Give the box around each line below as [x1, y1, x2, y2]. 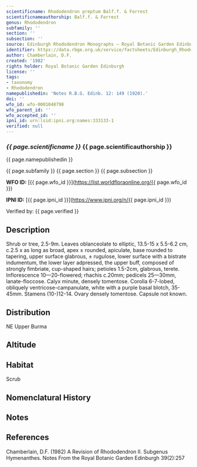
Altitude [6, 340, 36, 350]
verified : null [6, 123, 43, 129]
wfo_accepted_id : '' [6, 112, 57, 118]
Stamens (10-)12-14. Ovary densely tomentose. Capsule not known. [24, 290, 188, 297]
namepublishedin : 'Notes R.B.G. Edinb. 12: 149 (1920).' [6, 90, 148, 96]
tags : [6, 74, 19, 80]
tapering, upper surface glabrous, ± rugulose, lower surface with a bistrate [6, 253, 186, 260]
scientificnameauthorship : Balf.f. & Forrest [6, 14, 119, 20]
